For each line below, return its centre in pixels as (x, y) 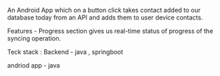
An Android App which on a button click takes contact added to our (104, 10)
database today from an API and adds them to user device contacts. (105, 17)
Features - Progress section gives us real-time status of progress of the (110, 31)
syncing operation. (34, 38)
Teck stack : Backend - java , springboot (65, 52)
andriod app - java (34, 65)
